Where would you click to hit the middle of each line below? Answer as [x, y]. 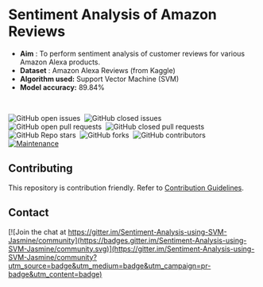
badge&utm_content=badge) [55, 274]
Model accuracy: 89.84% [62, 87]
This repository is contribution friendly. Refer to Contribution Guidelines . [126, 188]
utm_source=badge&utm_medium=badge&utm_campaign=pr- [110, 266]
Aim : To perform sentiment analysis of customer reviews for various [132, 53]
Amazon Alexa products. [60, 62]
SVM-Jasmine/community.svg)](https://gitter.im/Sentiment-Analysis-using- [131, 249]
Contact [29, 213]
